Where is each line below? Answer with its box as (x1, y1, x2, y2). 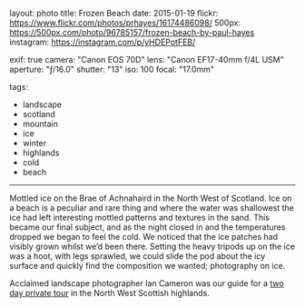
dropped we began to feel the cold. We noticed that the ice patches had (9, 232, 279, 242)
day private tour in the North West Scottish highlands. (9, 288, 211, 298)
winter (22, 138, 47, 148)
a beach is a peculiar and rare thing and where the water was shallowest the (9, 203, 295, 213)
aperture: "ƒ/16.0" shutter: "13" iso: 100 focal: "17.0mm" (9, 64, 215, 74)
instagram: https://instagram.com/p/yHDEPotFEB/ (9, 36, 196, 47)
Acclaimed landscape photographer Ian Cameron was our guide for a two (9, 278, 284, 289)
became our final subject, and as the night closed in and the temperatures (9, 222, 286, 233)
